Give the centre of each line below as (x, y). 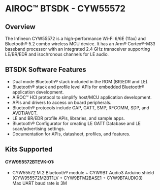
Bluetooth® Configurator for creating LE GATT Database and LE (77, 123)
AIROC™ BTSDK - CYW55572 (65, 9)
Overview (20, 27)
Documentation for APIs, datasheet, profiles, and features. (71, 134)
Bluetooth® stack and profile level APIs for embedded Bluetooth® (78, 87)
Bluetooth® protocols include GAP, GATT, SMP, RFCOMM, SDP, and (80, 108)
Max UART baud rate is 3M (40, 183)
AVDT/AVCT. (25, 113)
